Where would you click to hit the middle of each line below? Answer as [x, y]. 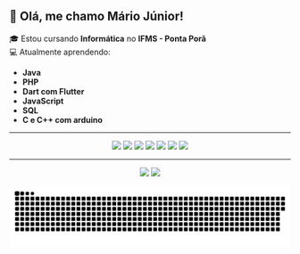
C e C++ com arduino [62, 119]
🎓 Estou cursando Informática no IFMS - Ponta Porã [108, 38]
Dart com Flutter [53, 91]
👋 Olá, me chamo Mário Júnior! [97, 16]
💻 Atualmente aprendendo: [60, 52]
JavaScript [43, 101]
